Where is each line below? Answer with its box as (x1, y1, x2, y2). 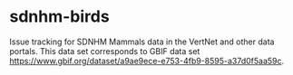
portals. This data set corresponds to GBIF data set (9, 45, 200, 56)
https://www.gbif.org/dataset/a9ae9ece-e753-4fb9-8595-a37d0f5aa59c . (9, 55, 285, 66)
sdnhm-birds (9, 6, 111, 27)
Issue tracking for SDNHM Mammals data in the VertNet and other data (9, 36, 275, 47)
